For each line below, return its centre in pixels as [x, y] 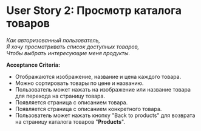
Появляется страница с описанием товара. [71, 102]
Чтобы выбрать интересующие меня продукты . [68, 53]
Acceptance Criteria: [33, 65]
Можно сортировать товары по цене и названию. [79, 83]
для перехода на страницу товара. [60, 96]
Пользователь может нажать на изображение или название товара [103, 89]
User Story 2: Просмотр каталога [94, 11]
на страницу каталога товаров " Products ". [70, 121]
